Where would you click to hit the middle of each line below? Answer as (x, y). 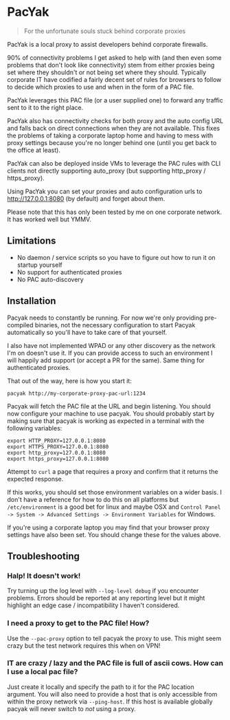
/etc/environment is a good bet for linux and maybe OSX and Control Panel (114, 507)
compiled (20, 325)
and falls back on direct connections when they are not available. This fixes (114, 128)
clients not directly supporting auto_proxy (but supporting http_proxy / (106, 171)
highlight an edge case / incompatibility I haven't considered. (93, 605)
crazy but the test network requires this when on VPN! (84, 645)
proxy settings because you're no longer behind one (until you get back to (112, 142)
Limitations (32, 241)
